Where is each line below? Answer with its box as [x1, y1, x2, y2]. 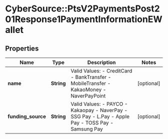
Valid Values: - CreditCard [70, 67, 132, 74]
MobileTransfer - [70, 80, 111, 86]
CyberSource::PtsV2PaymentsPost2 [5, 3, 160, 14]
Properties [5, 44, 39, 52]
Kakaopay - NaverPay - [70, 107, 128, 113]
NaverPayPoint [70, 92, 106, 99]
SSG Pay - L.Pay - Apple [70, 113, 130, 120]
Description [87, 59, 116, 65]
